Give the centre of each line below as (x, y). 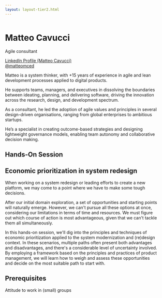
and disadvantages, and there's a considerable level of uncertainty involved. (81, 248)
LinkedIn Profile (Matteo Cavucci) (38, 61)
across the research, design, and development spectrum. (62, 100)
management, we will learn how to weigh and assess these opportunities (77, 258)
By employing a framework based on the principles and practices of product (81, 253)
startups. (14, 120)
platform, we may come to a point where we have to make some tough (75, 188)
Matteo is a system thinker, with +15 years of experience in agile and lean (78, 75)
